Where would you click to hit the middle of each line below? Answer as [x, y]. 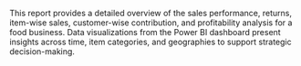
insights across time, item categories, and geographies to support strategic [150, 42]
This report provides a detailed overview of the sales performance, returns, [150, 13]
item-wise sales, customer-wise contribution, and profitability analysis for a [151, 23]
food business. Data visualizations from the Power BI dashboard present [145, 32]
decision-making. [42, 52]
